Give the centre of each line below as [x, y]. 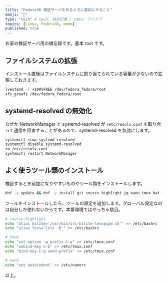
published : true [22, 29]
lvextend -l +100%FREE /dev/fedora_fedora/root [56, 89]
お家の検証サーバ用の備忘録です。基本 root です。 [56, 44]
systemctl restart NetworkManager [41, 154]
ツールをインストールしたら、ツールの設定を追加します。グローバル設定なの [84, 203]
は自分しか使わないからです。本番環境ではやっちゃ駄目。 [64, 209]
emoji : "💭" [16, 15]
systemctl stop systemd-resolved [40, 140]
